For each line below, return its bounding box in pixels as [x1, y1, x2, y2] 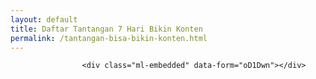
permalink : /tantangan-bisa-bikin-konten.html [10, 33, 208, 43]
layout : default [10, 14, 78, 25]
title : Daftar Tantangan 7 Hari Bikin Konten [10, 24, 203, 34]
